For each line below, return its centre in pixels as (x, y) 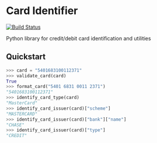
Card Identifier (42, 11)
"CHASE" (15, 125)
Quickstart (26, 57)
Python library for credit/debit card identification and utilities (78, 38)
